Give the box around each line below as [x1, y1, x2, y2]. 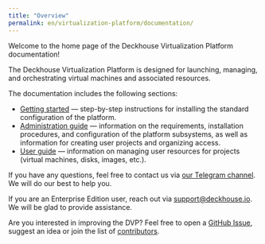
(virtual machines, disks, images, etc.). [19, 154, 147, 164]
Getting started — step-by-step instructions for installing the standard [19, 104, 249, 114]
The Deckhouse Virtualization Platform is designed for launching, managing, [8, 64, 258, 74]
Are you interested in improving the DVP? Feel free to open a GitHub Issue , [8, 218, 253, 227]
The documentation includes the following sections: [8, 88, 178, 98]
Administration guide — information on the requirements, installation [19, 121, 244, 130]
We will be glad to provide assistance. [8, 202, 133, 211]
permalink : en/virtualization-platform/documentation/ [8, 19, 194, 27]
